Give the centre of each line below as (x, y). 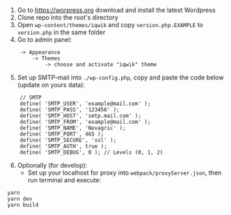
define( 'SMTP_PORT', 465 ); (62, 134)
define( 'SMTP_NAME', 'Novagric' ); (73, 128)
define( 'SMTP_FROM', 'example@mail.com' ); (85, 122)
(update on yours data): (51, 85)
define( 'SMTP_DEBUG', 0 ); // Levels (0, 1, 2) (91, 152)
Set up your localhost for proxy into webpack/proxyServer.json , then (125, 173)
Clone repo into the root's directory (67, 17)
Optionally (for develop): (52, 165)
